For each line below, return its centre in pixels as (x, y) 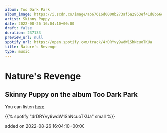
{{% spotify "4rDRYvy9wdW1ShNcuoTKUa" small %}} (60, 116)
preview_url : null (24, 38)
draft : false (19, 28)
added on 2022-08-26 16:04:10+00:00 (45, 126)
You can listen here (25, 106)
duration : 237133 (23, 33)
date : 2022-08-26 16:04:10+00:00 (40, 24)
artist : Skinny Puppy (28, 19)
